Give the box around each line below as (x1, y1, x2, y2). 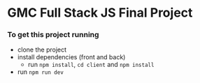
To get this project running (7, 30, 99, 40)
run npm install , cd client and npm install (27, 61, 155, 69)
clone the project (17, 45, 67, 54)
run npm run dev (17, 68, 64, 76)
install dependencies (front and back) (17, 53, 126, 61)
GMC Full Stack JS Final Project (7, 5, 193, 21)
